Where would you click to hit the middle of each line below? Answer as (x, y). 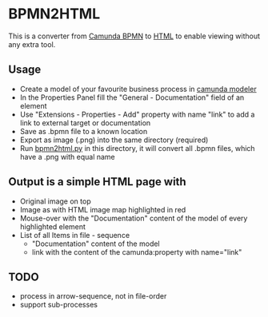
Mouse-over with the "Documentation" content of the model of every (134, 218)
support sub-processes (59, 305)
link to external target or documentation (85, 123)
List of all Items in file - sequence (75, 235)
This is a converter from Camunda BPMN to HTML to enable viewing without (134, 36)
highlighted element (53, 226)
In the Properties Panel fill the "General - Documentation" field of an (132, 97)
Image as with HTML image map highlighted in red (103, 209)
